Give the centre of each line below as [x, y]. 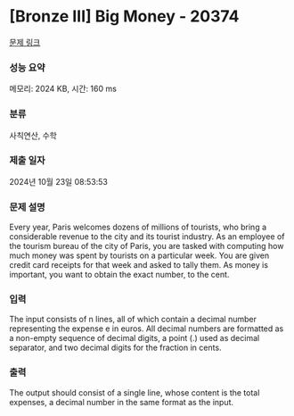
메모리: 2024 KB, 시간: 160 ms [63, 89]
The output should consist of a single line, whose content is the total [135, 392]
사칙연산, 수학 [33, 135]
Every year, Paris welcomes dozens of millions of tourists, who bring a [138, 227]
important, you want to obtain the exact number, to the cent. [119, 275]
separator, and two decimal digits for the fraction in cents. [115, 348]
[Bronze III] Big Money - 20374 [124, 17]
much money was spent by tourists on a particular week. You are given [139, 255]
